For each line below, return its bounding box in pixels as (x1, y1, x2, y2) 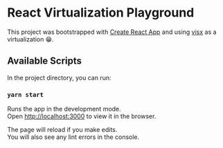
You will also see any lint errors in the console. (7, 133, 140, 141)
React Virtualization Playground (7, 5, 195, 21)
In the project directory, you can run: (7, 73, 111, 82)
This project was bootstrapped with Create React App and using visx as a (7, 28, 217, 36)
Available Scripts (7, 55, 82, 67)
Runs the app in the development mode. (7, 105, 121, 113)
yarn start (7, 91, 44, 98)
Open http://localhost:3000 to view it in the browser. (7, 112, 157, 120)
